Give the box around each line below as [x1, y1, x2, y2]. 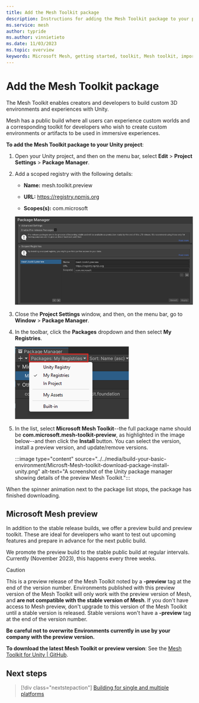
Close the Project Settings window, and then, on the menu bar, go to [14, 310, 183, 317]
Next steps [6, 668, 47, 678]
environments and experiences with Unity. [6, 105, 110, 113]
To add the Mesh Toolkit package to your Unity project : [6, 141, 144, 148]
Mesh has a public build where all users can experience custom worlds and [6, 117, 190, 124]
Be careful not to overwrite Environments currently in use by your [6, 627, 171, 634]
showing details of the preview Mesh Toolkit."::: [14, 474, 130, 481]
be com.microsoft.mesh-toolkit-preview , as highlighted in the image [14, 431, 185, 438]
